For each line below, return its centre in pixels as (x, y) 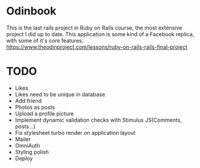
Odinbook (31, 11)
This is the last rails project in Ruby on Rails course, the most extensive (94, 28)
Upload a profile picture (44, 113)
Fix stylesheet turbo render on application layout (75, 132)
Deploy (24, 158)
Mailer (23, 139)
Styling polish (32, 152)
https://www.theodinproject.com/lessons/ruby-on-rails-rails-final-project (97, 47)
